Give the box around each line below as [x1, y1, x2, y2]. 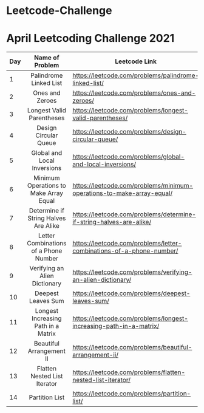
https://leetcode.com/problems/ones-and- [72, 89, 196, 97]
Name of [34, 53, 59, 62]
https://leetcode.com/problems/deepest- [72, 289, 191, 298]
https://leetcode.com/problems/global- [72, 152, 185, 161]
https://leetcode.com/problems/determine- [72, 210, 196, 219]
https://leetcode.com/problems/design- [72, 128, 186, 136]
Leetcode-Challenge [6, 4, 112, 18]
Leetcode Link [115, 57, 157, 66]
